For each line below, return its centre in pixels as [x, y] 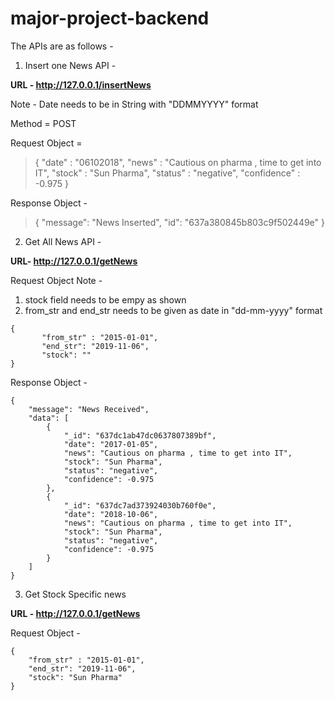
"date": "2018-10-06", [111, 514]
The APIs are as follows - [62, 46]
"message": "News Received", [89, 409]
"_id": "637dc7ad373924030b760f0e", [140, 505]
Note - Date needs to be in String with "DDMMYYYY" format [134, 104]
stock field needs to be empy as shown [105, 299]
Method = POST [43, 123]
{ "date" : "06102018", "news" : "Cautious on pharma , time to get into [178, 162]
